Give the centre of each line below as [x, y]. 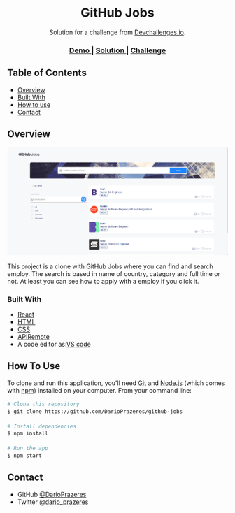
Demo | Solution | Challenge [117, 50]
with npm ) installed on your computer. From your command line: [100, 390]
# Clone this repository [43, 404]
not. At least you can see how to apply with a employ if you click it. [103, 281]
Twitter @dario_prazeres [53, 502]
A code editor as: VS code [54, 345]
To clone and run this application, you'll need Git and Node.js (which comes [116, 383]
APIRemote [34, 337]
